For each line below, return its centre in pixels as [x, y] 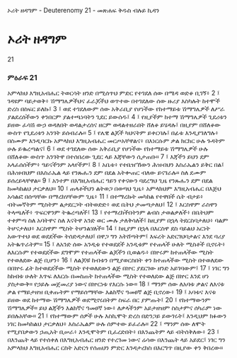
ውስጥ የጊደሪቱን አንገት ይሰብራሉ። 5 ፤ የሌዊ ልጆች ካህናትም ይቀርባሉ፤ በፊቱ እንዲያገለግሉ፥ [113, 133]
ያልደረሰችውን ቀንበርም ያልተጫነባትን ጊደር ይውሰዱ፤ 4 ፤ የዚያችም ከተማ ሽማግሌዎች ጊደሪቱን [117, 117]
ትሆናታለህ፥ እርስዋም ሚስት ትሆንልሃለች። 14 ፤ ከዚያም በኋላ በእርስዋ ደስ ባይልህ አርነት [109, 229]
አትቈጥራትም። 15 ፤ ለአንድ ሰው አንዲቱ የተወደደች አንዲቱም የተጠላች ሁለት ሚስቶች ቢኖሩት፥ [116, 244]
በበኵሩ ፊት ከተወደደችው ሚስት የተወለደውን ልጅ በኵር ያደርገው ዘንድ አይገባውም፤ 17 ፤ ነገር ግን [118, 268]
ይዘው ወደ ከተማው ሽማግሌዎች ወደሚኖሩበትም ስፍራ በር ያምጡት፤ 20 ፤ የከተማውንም [109, 300]
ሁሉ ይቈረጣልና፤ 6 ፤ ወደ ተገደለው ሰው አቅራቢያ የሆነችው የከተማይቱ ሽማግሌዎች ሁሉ [108, 149]
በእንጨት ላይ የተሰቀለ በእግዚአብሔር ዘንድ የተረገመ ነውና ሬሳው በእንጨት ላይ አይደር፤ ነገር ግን [116, 340]
